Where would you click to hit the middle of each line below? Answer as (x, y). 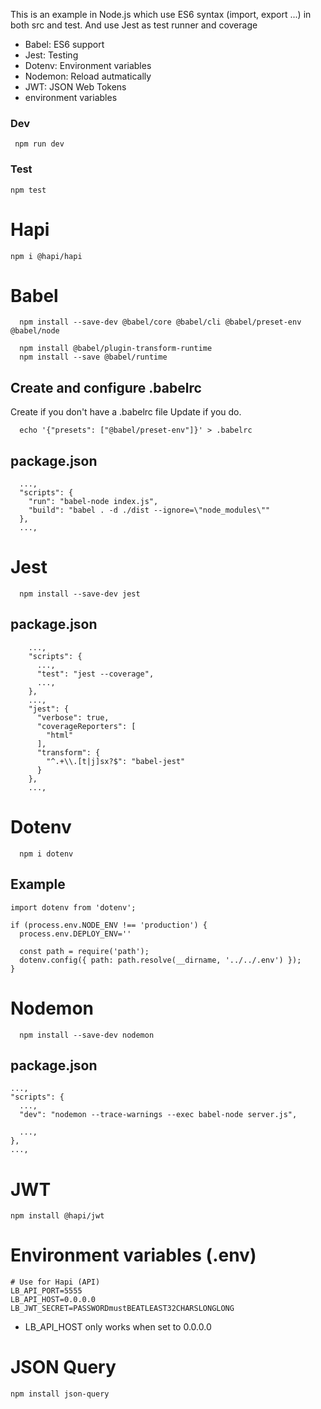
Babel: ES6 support (64, 44)
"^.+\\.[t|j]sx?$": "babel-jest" (116, 761)
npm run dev (39, 144)
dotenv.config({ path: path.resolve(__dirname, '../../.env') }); (160, 960)
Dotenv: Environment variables (88, 65)
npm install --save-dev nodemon (87, 1035)
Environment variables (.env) (133, 1255)
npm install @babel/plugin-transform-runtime (116, 349)
